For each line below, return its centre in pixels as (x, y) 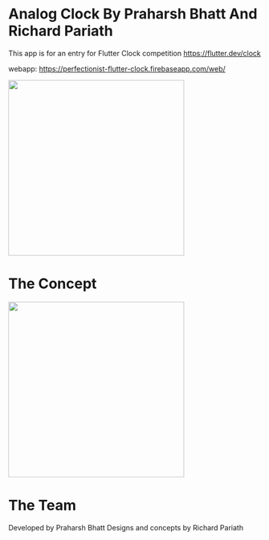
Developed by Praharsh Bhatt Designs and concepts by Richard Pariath (126, 527)
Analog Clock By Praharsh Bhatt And (133, 14)
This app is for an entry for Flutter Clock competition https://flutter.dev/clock (134, 53)
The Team (42, 505)
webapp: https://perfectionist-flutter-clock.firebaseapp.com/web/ (117, 68)
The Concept (53, 284)
